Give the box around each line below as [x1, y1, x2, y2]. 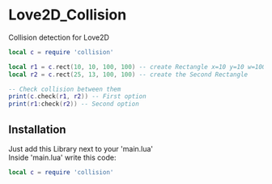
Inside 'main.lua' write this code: [8, 152, 117, 162]
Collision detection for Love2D [8, 32, 109, 42]
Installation [8, 122, 66, 136]
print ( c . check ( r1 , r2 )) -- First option [8, 92, 147, 101]
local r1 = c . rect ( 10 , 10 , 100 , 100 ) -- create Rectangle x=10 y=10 [8, 62, 244, 71]
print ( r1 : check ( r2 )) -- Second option [8, 100, 139, 109]
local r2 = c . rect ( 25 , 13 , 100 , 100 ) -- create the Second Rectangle [8, 71, 249, 79]
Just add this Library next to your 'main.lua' [8, 144, 154, 153]
